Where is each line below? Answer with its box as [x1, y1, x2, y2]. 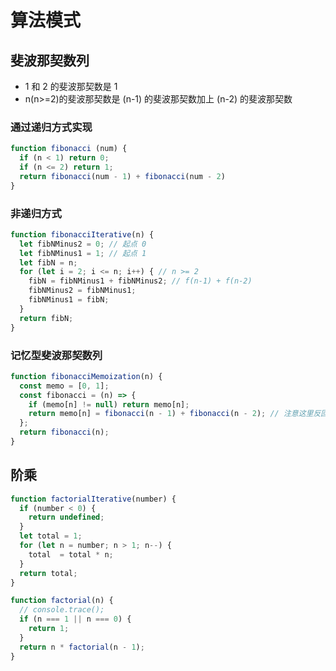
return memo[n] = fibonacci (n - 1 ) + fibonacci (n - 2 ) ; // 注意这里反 [28, 409, 322, 419]
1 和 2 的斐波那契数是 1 [24, 81, 118, 92]
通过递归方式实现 [10, 120, 93, 134]
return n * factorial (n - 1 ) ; [19, 642, 145, 652]
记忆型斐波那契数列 [10, 348, 103, 362]
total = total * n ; [28, 549, 114, 560]
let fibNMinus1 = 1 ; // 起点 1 [19, 248, 147, 258]
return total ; [19, 568, 78, 578]
